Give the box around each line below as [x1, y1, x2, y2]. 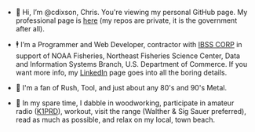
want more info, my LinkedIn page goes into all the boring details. [15, 68, 228, 77]
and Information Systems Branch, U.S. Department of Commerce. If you [15, 60, 248, 68]
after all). [15, 24, 45, 33]
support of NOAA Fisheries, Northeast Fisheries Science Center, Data [15, 51, 241, 60]
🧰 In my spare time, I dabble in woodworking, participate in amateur [15, 98, 235, 108]
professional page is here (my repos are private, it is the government [15, 16, 238, 25]
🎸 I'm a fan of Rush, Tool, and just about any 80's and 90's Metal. [15, 83, 228, 92]
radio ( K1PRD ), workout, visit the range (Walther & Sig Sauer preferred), [15, 107, 247, 115]
